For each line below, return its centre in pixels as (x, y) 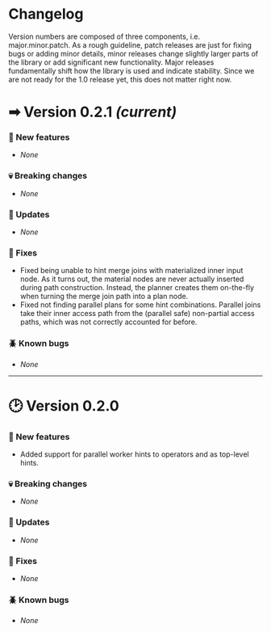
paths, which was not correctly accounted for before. (108, 322)
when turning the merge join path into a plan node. (104, 297)
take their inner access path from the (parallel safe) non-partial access (138, 314)
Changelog (46, 14)
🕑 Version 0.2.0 (64, 406)
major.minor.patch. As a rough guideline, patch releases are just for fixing (130, 44)
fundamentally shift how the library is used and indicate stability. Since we (131, 70)
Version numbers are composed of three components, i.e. (104, 36)
